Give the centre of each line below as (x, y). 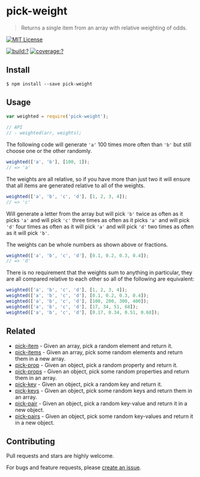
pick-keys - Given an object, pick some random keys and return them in (104, 390)
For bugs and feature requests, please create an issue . (74, 467)
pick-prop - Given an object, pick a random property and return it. (96, 365)
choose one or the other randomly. (49, 151)
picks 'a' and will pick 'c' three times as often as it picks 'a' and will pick (98, 220)
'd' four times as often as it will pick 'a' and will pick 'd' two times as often (100, 226)
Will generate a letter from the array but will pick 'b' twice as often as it (95, 214)
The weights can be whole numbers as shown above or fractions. (87, 245)
